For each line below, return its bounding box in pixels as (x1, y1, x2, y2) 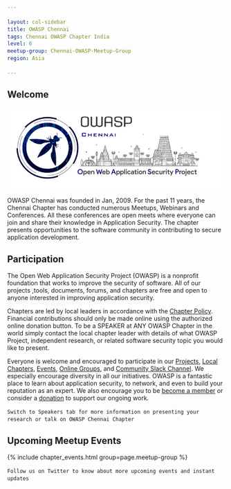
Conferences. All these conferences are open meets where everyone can (7, 211, 216, 219)
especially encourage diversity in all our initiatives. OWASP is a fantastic (7, 372, 213, 380)
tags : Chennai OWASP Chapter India (7, 33, 110, 40)
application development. (7, 233, 80, 241)
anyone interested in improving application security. (7, 294, 155, 302)
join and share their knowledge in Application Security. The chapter (7, 219, 199, 227)
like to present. (7, 344, 50, 352)
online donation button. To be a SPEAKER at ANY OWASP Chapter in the (7, 322, 213, 330)
